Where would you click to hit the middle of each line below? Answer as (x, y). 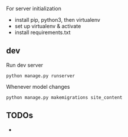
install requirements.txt (42, 32)
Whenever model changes (38, 86)
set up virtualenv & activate (48, 26)
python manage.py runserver (41, 76)
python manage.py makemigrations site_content (64, 97)
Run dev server (24, 65)
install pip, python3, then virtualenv (57, 20)
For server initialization (34, 9)
